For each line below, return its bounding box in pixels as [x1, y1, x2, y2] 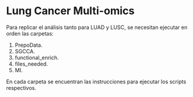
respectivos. [6, 84, 37, 91]
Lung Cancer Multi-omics [6, 4, 135, 18]
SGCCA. [14, 47, 36, 54]
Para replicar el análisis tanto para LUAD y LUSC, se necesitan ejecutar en [6, 24, 188, 31]
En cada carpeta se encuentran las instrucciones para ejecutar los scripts [6, 78, 186, 85]
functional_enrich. [14, 54, 59, 61]
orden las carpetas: [6, 30, 54, 37]
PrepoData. [14, 41, 43, 48]
